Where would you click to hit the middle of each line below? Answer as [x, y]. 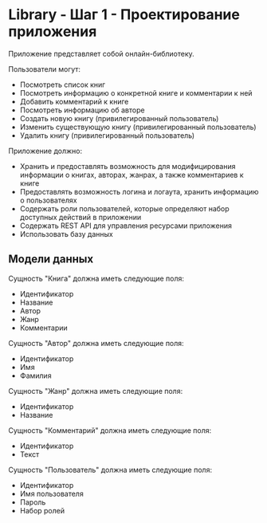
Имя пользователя [51, 494]
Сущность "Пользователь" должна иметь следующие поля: [110, 470]
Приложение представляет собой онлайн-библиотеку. [102, 53]
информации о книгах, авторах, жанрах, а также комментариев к [132, 175]
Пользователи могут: [45, 69]
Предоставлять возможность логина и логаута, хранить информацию [139, 191]
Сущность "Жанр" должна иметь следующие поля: [96, 391]
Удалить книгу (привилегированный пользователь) [107, 135]
